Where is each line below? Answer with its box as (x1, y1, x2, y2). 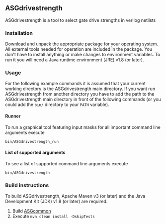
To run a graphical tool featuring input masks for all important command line (5, 124, 161, 130)
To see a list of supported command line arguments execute (5, 160, 128, 166)
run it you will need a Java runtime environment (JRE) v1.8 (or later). (5, 57, 144, 63)
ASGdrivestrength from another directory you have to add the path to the (5, 91, 155, 97)
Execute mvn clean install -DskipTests (12, 214, 95, 220)
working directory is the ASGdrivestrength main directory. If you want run (5, 86, 156, 92)
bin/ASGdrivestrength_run (5, 139, 59, 144)
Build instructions (5, 182, 49, 189)
